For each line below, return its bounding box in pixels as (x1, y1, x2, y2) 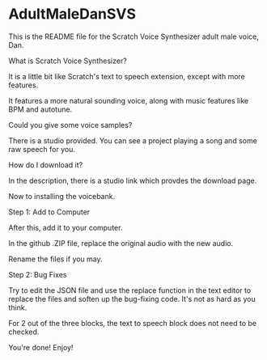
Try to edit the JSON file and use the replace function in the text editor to (8, 285, 252, 295)
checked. (8, 327, 40, 337)
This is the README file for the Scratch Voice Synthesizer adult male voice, (8, 32, 259, 41)
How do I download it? (8, 159, 83, 170)
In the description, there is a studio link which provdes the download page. (8, 176, 257, 185)
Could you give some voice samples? (8, 120, 133, 129)
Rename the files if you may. (8, 254, 103, 264)
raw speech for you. (8, 144, 75, 154)
